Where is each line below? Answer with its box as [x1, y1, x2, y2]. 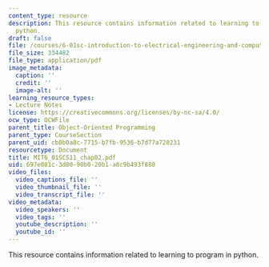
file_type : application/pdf [8, 57, 102, 65]
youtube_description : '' [15, 220, 98, 229]
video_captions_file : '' [15, 176, 98, 184]
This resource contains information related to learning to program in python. [8, 250, 259, 259]
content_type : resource [8, 11, 88, 20]
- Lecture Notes [8, 101, 62, 109]
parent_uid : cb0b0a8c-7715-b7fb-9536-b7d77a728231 [8, 138, 181, 147]
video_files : [8, 168, 52, 176]
